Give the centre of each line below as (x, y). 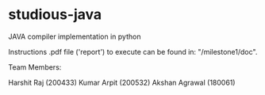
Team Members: (35, 67)
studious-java (55, 15)
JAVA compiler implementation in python (75, 36)
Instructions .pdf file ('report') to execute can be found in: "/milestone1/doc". (133, 51)
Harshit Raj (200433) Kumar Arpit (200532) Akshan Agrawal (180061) (122, 82)
